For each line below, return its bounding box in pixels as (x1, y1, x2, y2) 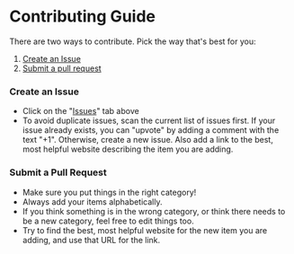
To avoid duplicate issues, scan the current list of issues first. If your (22, 115, 276, 127)
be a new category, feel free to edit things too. (22, 215, 195, 226)
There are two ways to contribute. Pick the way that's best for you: (9, 36, 256, 47)
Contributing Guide (9, 6, 156, 27)
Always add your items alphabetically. (22, 196, 163, 207)
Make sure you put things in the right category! (22, 187, 197, 197)
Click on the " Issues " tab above (22, 106, 139, 117)
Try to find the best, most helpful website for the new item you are (22, 224, 268, 235)
